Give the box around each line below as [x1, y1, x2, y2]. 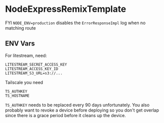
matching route [5, 25, 36, 31]
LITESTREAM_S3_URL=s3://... [5, 71, 63, 76]
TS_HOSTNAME [5, 93, 30, 98]
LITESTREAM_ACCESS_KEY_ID [5, 66, 58, 71]
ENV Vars [5, 40, 35, 48]
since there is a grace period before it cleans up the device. [5, 112, 126, 118]
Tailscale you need [5, 79, 43, 85]
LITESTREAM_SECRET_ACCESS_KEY [5, 62, 67, 67]
